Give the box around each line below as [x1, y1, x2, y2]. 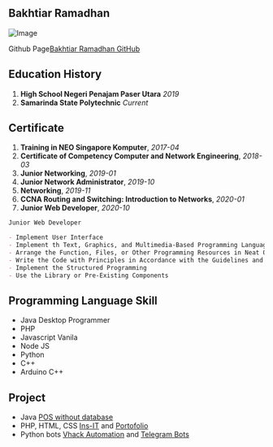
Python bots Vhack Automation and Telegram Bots [19, 430, 189, 440]
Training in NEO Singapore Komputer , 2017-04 [19, 142, 180, 153]
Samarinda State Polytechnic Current [19, 98, 149, 107]
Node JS [19, 341, 50, 351]
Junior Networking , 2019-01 [19, 168, 116, 178]
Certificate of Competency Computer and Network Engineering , [19, 151, 241, 161]
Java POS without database [19, 412, 114, 422]
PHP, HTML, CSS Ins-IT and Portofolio [19, 421, 149, 431]
